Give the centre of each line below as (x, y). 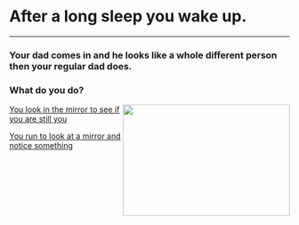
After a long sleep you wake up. (128, 16)
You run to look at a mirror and (65, 136)
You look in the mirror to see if (65, 109)
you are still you (38, 119)
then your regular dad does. (71, 66)
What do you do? (47, 90)
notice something (41, 146)
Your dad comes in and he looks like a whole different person (143, 55)
